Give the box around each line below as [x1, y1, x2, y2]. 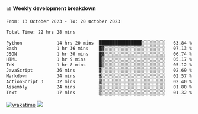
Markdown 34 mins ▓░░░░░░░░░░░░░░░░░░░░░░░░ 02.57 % [6, 73, 193, 79]
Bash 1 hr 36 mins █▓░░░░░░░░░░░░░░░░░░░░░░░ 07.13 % [6, 45, 193, 52]
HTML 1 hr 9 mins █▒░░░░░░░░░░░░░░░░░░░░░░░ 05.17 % [6, 56, 193, 62]
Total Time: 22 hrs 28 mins [6, 29, 76, 35]
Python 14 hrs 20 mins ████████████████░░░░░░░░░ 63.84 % [6, 40, 193, 46]
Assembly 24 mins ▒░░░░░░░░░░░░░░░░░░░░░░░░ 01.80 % [6, 84, 193, 90]
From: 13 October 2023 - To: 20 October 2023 [6, 18, 120, 24]
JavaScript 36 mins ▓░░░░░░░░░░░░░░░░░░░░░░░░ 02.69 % [6, 68, 193, 74]
